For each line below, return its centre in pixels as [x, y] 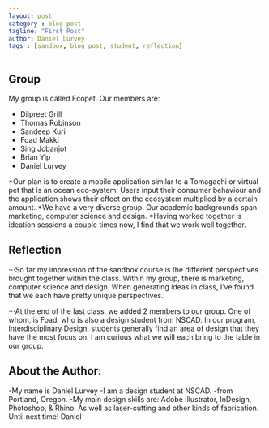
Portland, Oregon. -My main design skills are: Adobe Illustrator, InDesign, [130, 399]
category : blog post [45, 24]
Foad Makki [39, 139]
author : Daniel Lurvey [47, 39]
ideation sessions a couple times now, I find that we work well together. [127, 225]
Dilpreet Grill [41, 113]
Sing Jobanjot [43, 148]
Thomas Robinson [50, 122]
